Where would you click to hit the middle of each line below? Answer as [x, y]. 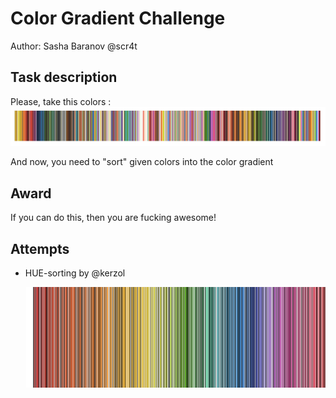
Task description [64, 77]
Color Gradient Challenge [118, 18]
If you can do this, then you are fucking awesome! [113, 218]
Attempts [40, 248]
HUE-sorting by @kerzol [75, 273]
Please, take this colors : [61, 101]
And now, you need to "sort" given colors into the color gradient [142, 162]
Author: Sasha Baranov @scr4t [74, 46]
